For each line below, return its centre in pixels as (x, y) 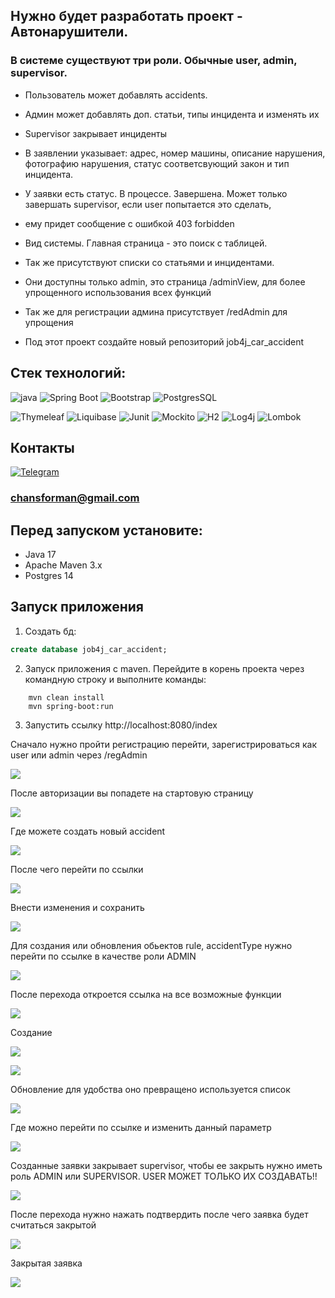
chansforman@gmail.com (75, 498)
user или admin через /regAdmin (79, 755)
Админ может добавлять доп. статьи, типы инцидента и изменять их (172, 114)
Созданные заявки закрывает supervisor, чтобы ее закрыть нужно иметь (166, 1165)
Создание (31, 1032)
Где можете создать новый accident (88, 831)
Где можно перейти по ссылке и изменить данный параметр (141, 1127)
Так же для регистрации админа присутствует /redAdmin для (156, 311)
